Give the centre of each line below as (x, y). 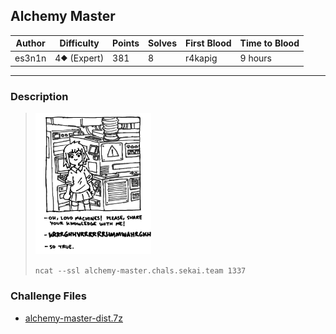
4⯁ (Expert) (79, 58)
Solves (163, 43)
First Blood (208, 43)
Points (126, 43)
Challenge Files (48, 296)
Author (30, 43)
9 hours (255, 58)
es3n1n (30, 58)
